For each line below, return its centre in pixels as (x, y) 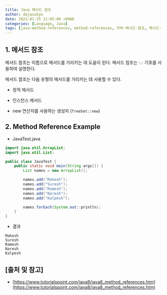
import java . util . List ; (30, 152)
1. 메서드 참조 (24, 49)
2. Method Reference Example (53, 127)
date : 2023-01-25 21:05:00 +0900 (40, 19)
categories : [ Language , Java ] (37, 24)
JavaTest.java (26, 139)
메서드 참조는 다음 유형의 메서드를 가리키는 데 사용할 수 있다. (63, 79)
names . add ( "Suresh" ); (45, 184)
